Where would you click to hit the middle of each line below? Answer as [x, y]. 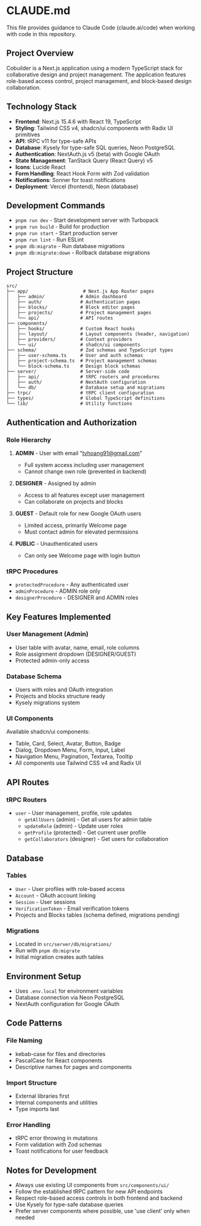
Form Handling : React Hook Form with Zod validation [82, 173]
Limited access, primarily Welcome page [75, 525]
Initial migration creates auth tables [59, 957]
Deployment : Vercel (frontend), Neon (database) [77, 186]
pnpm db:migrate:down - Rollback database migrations [82, 253]
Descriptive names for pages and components [74, 1066]
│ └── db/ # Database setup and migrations [86, 388]
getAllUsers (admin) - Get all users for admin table [88, 820]
